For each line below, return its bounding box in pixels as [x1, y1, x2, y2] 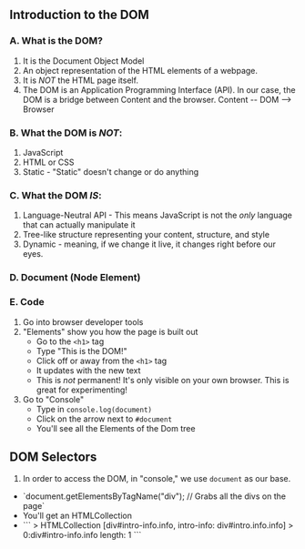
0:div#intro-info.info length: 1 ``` [22, 530, 142, 541]
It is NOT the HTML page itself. [22, 75, 139, 86]
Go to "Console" [22, 393, 85, 404]
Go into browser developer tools [22, 316, 144, 327]
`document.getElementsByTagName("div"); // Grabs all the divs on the [22, 491, 287, 502]
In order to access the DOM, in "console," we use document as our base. [22, 473, 291, 484]
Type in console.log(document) [36, 403, 153, 414]
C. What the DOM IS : [9, 188, 102, 201]
